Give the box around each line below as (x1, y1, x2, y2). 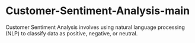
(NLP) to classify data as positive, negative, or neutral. (5, 29, 138, 37)
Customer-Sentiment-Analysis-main (5, 4, 190, 18)
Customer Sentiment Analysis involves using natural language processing (5, 24, 185, 31)
